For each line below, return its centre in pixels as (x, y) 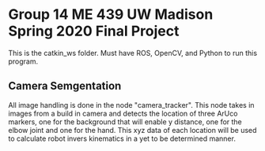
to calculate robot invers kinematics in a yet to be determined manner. (122, 138)
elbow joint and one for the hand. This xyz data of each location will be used (132, 130)
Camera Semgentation (65, 86)
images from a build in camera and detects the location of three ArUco (123, 113)
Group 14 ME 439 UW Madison (111, 15)
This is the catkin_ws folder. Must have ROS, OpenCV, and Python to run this (133, 53)
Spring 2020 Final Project (94, 31)
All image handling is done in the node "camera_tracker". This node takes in (131, 105)
